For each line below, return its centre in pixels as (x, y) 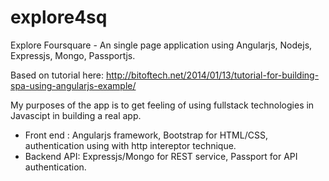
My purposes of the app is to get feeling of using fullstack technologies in (162, 105)
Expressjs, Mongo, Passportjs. (73, 55)
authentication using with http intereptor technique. (130, 145)
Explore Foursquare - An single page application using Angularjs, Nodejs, (161, 45)
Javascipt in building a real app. (76, 115)
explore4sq (59, 17)
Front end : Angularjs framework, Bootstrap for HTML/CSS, (146, 135)
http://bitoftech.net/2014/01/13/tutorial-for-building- (212, 75)
